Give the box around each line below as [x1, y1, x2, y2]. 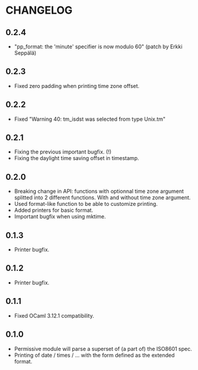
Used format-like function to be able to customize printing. [14, 200, 158, 208]
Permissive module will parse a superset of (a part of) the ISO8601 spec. [14, 345, 193, 352]
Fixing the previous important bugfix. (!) [14, 148, 112, 155]
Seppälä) [14, 49, 37, 57]
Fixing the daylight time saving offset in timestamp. [14, 155, 139, 162]
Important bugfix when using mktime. [14, 213, 106, 220]
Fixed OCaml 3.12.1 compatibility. [14, 312, 95, 319]
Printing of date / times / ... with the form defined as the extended [14, 352, 175, 359]
